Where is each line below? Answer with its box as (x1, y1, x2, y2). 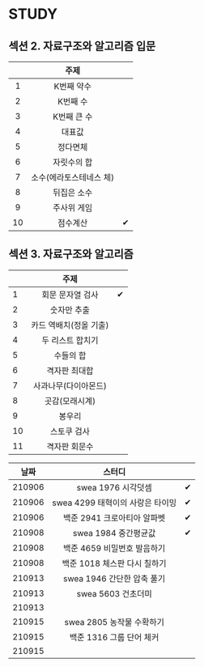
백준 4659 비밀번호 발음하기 (63, 542, 166, 554)
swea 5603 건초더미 (76, 588, 152, 599)
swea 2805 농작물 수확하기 (64, 616, 164, 627)
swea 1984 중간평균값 (72, 527, 156, 538)
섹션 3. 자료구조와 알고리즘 (8, 248, 134, 261)
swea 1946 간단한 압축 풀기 (63, 572, 166, 584)
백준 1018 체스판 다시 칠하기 (62, 558, 167, 569)
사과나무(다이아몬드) (33, 380, 108, 391)
